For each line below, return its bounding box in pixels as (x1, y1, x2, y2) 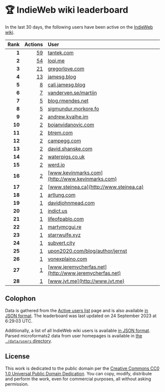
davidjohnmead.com (47, 199, 95, 206)
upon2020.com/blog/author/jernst (47, 247, 127, 254)
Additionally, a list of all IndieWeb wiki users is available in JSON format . (5, 327, 151, 333)
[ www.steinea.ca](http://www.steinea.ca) (47, 183, 144, 190)
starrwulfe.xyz (47, 231, 81, 238)
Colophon (5, 294, 36, 303)
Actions (24, 41, 43, 48)
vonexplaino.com (47, 255, 87, 262)
